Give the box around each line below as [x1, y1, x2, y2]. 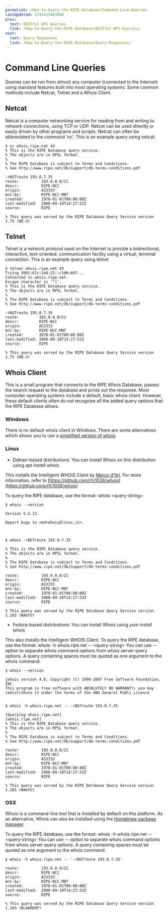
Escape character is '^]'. [5, 279, 62, 284]
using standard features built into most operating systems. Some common [5, 84, 158, 90]
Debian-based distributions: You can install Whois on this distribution [12, 457, 156, 463]
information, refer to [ [5, 477, 50, 483]
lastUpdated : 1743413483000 [5, 12, 64, 17]
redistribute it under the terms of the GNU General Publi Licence [5, 690, 150, 695]
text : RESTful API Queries [10, 21, 66, 27]
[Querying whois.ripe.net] [5, 712, 62, 717]
